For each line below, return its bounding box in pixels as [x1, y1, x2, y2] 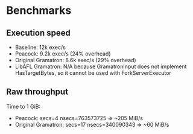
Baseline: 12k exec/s [14, 43, 66, 51]
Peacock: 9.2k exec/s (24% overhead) [14, 50, 111, 57]
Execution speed [6, 28, 71, 38]
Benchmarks [6, 4, 72, 18]
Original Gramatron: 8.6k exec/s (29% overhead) [14, 57, 137, 63]
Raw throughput [6, 87, 68, 97]
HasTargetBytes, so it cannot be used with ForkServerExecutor [14, 69, 172, 76]
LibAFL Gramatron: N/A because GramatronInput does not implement [14, 63, 187, 70]
